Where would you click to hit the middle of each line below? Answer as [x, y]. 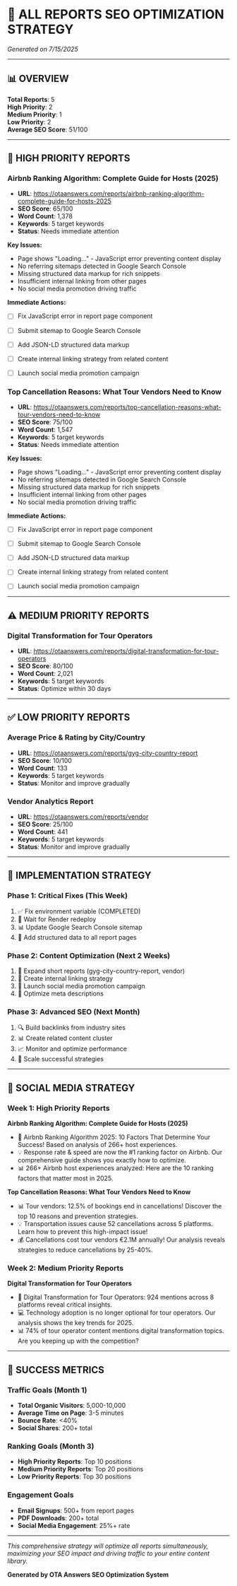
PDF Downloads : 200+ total [58, 1518]
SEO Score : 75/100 [45, 422]
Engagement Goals [41, 1495]
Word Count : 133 [43, 768]
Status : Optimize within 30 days [64, 689]
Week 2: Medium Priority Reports [66, 1268]
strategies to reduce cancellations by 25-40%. [85, 1250]
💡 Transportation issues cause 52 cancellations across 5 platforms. [115, 1224]
